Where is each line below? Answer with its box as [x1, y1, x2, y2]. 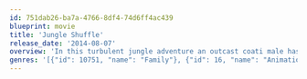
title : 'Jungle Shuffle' [9, 30, 104, 39]
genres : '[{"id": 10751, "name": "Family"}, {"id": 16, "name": [9, 55, 259, 64]
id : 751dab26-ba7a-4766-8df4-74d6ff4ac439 [9, 13, 174, 23]
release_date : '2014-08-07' [9, 38, 117, 48]
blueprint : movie [9, 22, 76, 31]
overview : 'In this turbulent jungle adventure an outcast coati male [9, 47, 284, 56]
